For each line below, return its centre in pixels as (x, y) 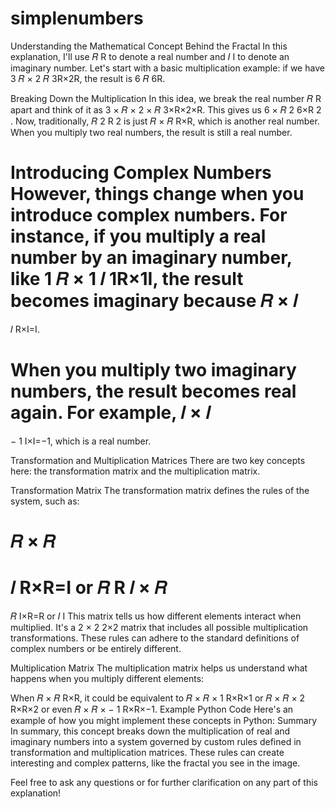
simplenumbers (77, 18)
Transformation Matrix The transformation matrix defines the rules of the (160, 490)
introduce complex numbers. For (149, 215)
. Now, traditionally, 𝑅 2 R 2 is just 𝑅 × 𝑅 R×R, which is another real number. (165, 121)
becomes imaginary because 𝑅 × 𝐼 (154, 301)
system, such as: (45, 501)
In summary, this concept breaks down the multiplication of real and (150, 731)
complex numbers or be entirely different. (96, 648)
